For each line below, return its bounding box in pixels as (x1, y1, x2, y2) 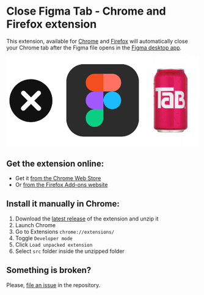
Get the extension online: (6, 158, 104, 169)
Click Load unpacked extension (15, 241, 93, 248)
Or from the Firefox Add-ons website (15, 181, 108, 189)
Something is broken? (6, 265, 92, 275)
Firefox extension (6, 17, 97, 31)
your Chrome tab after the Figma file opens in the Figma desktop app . (6, 44, 182, 51)
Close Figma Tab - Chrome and (6, 4, 166, 18)
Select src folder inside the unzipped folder (15, 247, 125, 255)
